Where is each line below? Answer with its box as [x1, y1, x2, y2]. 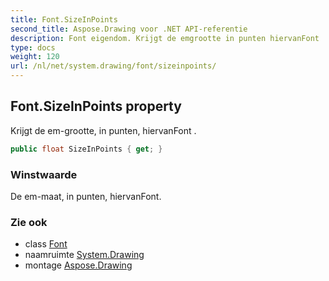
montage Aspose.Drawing [24, 259, 133, 271]
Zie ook [10, 215, 48, 229]
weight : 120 [10, 52, 60, 62]
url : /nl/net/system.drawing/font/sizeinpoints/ [10, 61, 217, 71]
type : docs [10, 42, 56, 53]
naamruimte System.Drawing [24, 249, 145, 261]
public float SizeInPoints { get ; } [10, 144, 163, 154]
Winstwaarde [10, 167, 78, 181]
